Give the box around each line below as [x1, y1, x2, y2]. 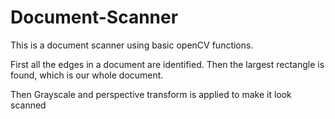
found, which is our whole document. [10, 69, 164, 81]
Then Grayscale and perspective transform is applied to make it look [10, 88, 292, 100]
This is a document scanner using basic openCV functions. [10, 39, 254, 51]
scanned [10, 99, 47, 111]
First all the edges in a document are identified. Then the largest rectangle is [10, 58, 325, 70]
